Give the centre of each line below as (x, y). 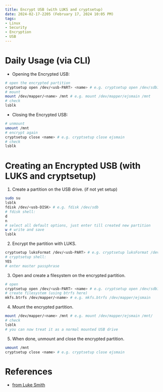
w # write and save (25, 230)
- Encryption (18, 32)
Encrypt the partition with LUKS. (44, 244)
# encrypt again (21, 132)
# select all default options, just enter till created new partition (78, 225)
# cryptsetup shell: (26, 257)
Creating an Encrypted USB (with (73, 166)
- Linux (13, 23)
